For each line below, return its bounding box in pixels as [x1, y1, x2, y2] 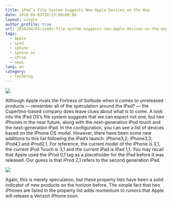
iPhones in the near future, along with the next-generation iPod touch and [5, 119, 161, 125]
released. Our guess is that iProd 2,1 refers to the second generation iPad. [5, 157, 161, 163]
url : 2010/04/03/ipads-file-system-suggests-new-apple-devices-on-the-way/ [5, 27, 170, 32]
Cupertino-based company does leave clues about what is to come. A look [5, 108, 163, 114]
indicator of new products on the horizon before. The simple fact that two [5, 182, 160, 188]
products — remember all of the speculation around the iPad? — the [5, 103, 149, 109]
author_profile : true [5, 21, 52, 27]
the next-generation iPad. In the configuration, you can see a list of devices [5, 124, 164, 131]
